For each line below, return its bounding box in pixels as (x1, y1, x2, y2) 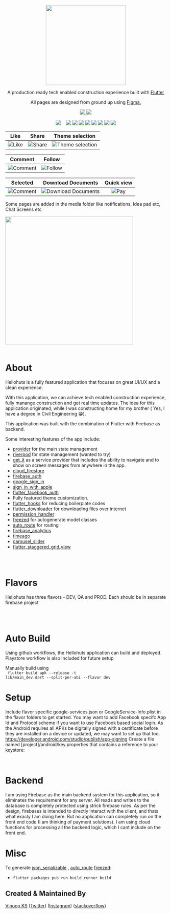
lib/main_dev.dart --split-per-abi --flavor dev (5, 674, 111, 680)
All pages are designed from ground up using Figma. (30, 99, 141, 105)
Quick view (104, 179, 133, 186)
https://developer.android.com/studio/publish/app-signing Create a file (5, 736, 155, 742)
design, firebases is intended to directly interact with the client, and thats (5, 808, 159, 814)
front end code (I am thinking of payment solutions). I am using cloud (5, 819, 151, 825)
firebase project (5, 599, 39, 605)
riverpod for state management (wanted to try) (12, 451, 111, 458)
